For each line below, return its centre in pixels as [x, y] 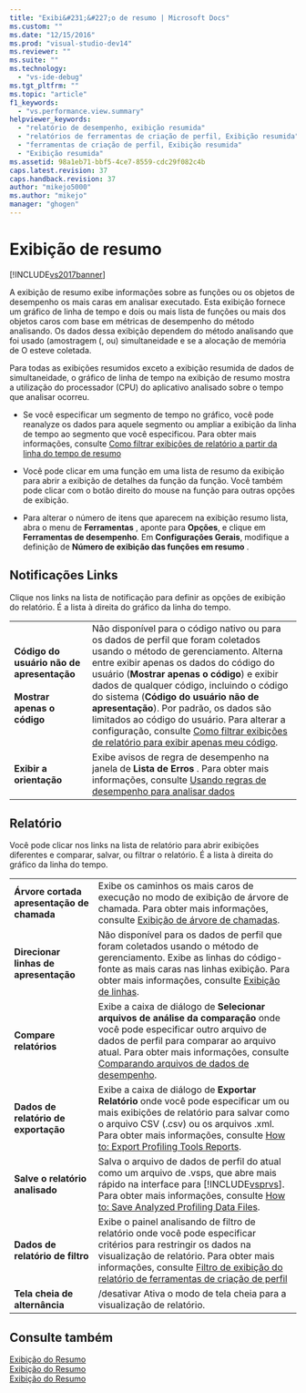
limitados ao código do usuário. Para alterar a [189, 719]
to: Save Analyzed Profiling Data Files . [179, 1207]
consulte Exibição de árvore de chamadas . [189, 920]
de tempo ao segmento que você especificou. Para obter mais [139, 434]
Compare [35, 1035]
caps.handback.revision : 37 [63, 179]
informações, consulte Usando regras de [179, 780]
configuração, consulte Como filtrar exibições [190, 731]
